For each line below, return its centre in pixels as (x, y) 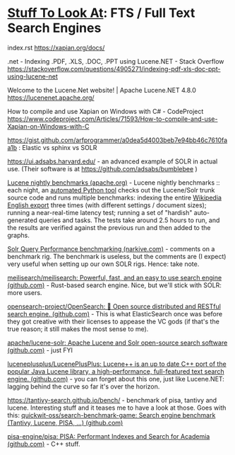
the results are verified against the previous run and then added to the (109, 227)
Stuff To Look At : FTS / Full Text (101, 13)
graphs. (18, 235)
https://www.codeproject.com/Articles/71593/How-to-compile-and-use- (113, 119)
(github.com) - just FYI (40, 350)
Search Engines (54, 28)
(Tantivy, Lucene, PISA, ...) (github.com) (65, 422)
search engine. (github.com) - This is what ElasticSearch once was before (115, 313)
